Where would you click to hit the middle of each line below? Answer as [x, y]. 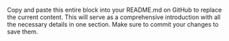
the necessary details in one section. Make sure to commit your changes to [113, 24]
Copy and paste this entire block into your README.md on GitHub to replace [114, 10]
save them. [23, 31]
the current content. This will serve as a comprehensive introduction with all [114, 17]
